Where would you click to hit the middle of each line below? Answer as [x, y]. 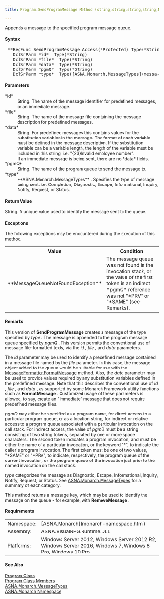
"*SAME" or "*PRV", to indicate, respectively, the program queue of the [77, 455]
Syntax [12, 39]
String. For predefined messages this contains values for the [78, 133]
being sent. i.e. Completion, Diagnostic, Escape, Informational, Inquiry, [88, 184]
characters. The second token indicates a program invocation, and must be [81, 439]
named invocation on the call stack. [41, 465]
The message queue [130, 259]
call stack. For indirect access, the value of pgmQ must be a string [72, 429]
